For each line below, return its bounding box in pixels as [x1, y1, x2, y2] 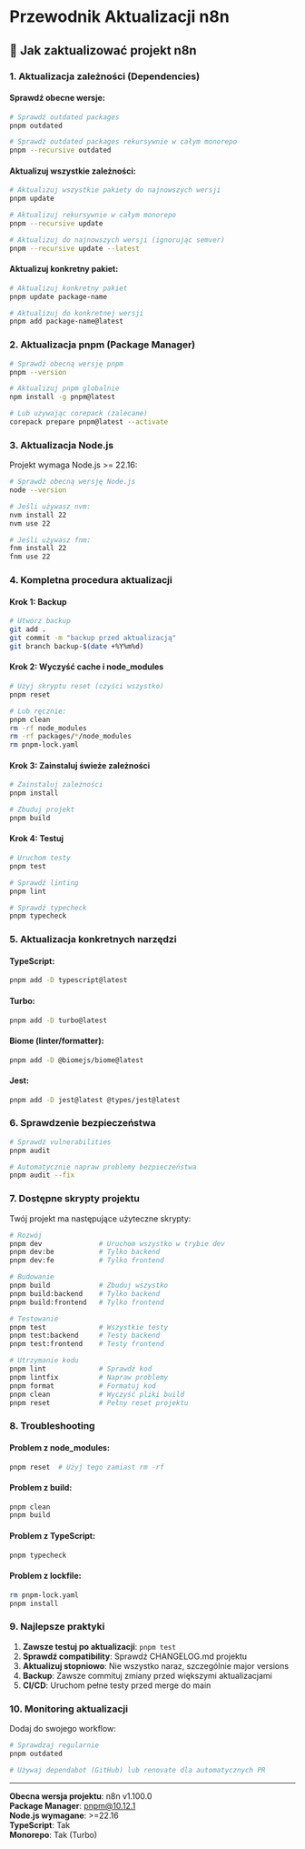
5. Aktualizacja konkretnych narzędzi [9, 933, 177, 946]
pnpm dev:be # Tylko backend [9, 1248, 161, 1257]
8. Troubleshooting [9, 1420, 95, 1432]
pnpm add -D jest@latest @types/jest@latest [9, 1095, 181, 1104]
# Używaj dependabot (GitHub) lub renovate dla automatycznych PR [9, 1765, 266, 1774]
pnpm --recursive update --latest [9, 244, 141, 253]
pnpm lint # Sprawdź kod [9, 1364, 152, 1374]
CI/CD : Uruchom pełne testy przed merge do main [22, 1680, 212, 1691]
